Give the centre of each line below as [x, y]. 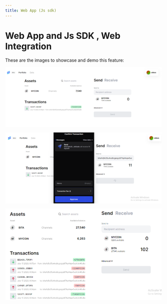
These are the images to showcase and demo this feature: [65, 60]
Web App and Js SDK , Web [63, 36]
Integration [29, 46]
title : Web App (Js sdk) [31, 10]
